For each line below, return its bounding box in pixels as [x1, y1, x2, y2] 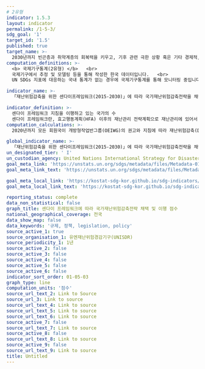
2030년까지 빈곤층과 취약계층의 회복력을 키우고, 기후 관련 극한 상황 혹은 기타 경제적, [12, 54, 200, 60]
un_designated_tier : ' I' [6, 150, 72, 156]
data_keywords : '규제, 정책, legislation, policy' [6, 223, 133, 229]
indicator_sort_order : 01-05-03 [6, 274, 88, 280]
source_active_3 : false [6, 251, 67, 257]
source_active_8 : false [6, 331, 67, 337]
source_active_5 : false [6, 262, 67, 268]
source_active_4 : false [6, 257, 67, 263]
